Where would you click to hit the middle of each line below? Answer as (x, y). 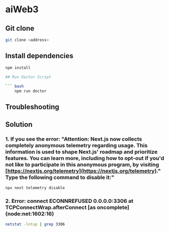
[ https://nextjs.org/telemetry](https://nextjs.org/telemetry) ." (83, 171)
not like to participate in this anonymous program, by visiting (82, 165)
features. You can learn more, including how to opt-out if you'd (85, 158)
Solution (19, 124)
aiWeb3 (22, 9)
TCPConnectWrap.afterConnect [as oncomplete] (67, 207)
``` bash (15, 86)
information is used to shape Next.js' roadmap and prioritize (81, 152)
